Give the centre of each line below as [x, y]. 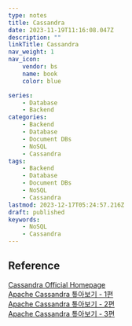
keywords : [24, 220]
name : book [40, 74]
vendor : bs [40, 67]
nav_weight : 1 [31, 52]
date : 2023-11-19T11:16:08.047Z [61, 30]
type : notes [27, 15]
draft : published [37, 212]
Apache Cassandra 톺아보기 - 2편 [62, 304]
